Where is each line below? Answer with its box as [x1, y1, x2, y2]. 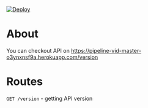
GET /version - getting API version [6, 95, 93, 102]
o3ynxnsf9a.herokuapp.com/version [6, 53, 98, 61]
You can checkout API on [6, 47, 70, 54]
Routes [6, 75, 43, 89]
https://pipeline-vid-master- [71, 47, 142, 54]
